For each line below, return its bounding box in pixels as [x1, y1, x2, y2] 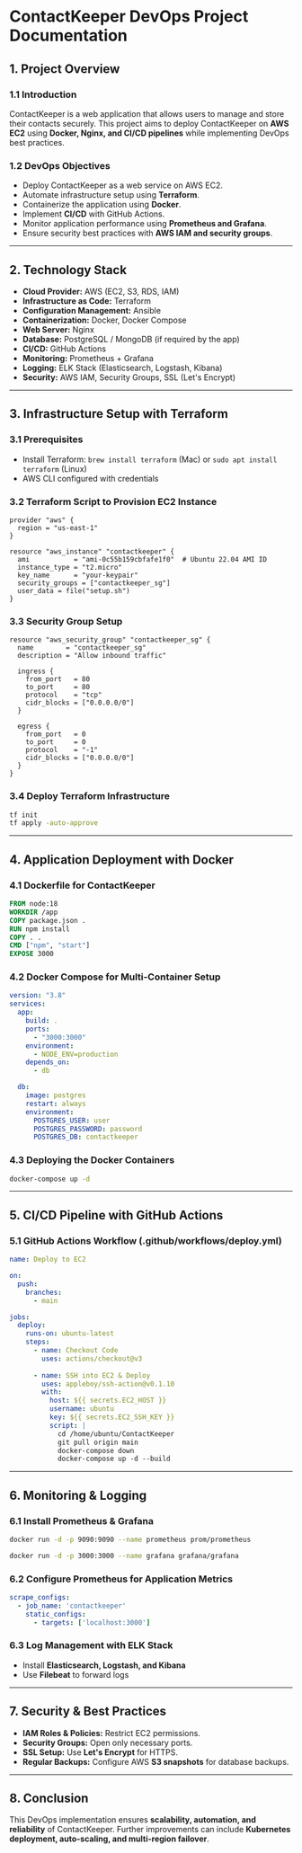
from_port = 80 [25, 675, 91, 684]
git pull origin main [57, 1438, 139, 1447]
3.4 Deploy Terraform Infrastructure [9, 790, 171, 802]
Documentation [9, 25, 129, 46]
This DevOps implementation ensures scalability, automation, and [9, 1814, 256, 1825]
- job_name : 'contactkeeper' [17, 1601, 127, 1610]
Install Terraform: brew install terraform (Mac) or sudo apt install [22, 454, 278, 465]
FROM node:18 [9, 900, 58, 909]
